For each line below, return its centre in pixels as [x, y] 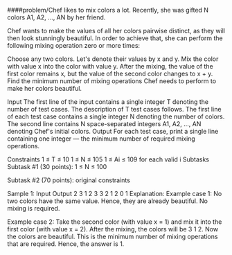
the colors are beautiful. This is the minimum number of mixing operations [113, 236]
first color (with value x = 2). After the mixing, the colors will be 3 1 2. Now [113, 229]
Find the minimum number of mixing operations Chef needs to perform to [112, 81]
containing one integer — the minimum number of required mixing [101, 139]
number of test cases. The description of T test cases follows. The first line [114, 109]
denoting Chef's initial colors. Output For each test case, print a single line [113, 131]
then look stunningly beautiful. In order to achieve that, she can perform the [115, 38]
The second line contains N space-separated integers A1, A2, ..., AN [104, 124]
